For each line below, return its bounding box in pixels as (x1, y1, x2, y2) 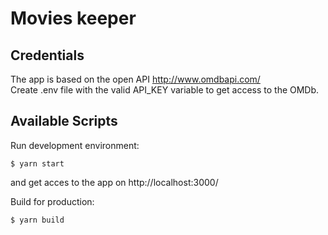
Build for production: (10, 195, 95, 207)
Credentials (10, 47, 85, 64)
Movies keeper (10, 7, 137, 30)
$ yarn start (10, 158, 65, 169)
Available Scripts (10, 113, 118, 130)
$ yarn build (10, 215, 65, 225)
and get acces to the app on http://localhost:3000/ (10, 176, 219, 188)
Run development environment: (10, 139, 140, 151)
